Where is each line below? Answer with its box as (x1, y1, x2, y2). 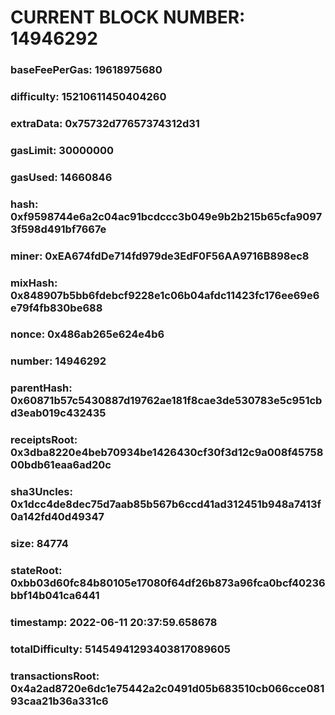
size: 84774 (10, 537, 69, 551)
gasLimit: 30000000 (10, 143, 115, 157)
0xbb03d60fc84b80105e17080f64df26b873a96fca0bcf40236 (10, 576, 326, 590)
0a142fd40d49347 (10, 510, 105, 524)
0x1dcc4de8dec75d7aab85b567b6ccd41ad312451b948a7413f (10, 497, 322, 511)
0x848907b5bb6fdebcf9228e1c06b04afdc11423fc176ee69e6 (10, 288, 320, 302)
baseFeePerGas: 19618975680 (10, 63, 163, 77)
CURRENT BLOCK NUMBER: (10, 6, 246, 29)
